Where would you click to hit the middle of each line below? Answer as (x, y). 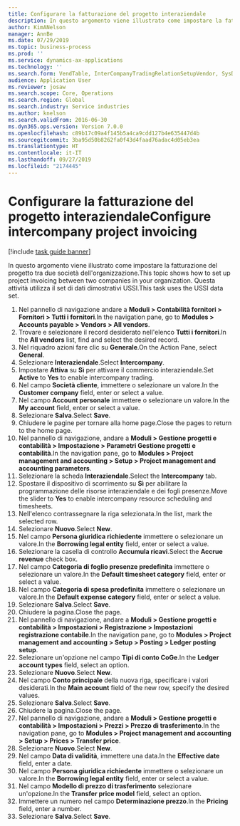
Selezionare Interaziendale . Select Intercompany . (91, 362)
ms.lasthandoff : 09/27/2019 (50, 160)
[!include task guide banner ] (49, 251)
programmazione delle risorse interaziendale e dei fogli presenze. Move (123, 491)
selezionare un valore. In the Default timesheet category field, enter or (122, 574)
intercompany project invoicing (103, 231)
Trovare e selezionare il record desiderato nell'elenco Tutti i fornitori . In (122, 332)
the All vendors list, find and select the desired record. (99, 340)
